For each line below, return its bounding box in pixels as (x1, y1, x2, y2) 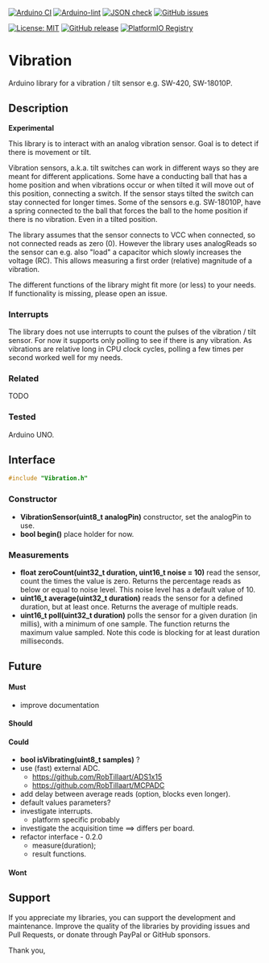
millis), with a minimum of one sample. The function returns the (19, 618, 230, 629)
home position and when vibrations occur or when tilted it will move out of (8, 180, 255, 190)
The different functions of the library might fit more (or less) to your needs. (8, 279, 256, 290)
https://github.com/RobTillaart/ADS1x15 (31, 772, 163, 782)
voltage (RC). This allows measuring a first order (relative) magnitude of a (8, 255, 252, 266)
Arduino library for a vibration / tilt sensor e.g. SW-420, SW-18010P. (8, 77, 233, 88)
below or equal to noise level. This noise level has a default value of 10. (19, 584, 256, 594)
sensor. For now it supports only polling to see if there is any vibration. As (8, 336, 252, 345)
